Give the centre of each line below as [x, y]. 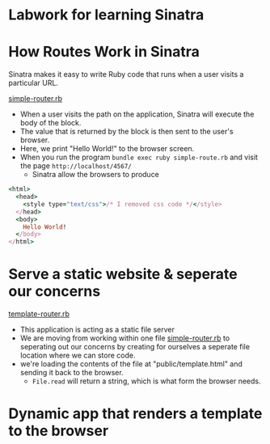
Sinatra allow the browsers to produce [96, 175]
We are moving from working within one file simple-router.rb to [125, 338]
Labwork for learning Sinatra [106, 15]
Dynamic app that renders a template [135, 414]
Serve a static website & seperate [123, 275]
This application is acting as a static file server [97, 330]
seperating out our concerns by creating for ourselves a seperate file [135, 347]
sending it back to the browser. [72, 373]
